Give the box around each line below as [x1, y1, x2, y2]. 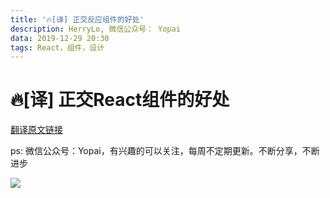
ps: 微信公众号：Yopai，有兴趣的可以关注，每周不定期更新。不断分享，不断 [10, 145, 320, 157]
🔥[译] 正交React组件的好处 [10, 89, 230, 111]
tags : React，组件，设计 [10, 42, 105, 53]
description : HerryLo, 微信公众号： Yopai [10, 24, 181, 34]
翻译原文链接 [10, 124, 63, 136]
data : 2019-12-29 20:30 [10, 33, 110, 43]
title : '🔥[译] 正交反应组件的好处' [10, 14, 145, 25]
